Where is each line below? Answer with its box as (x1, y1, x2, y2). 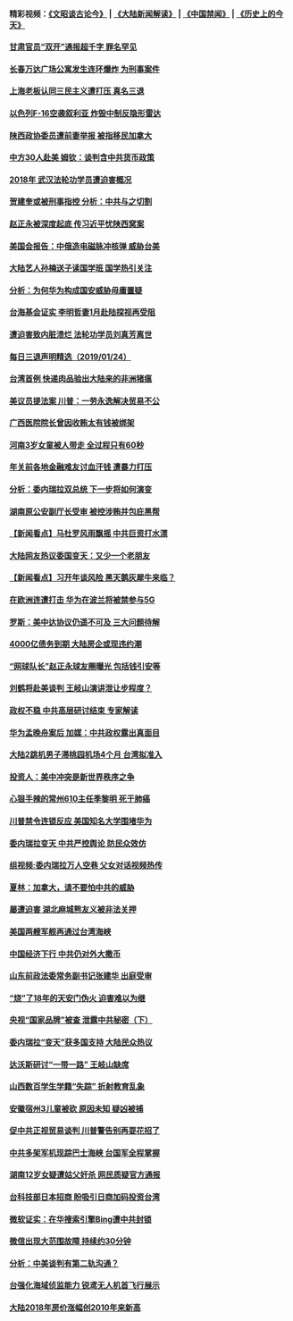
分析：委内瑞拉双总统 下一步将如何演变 (9, 484, 153, 495)
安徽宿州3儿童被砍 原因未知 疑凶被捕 (9, 1103, 144, 1114)
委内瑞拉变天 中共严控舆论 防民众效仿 (9, 837, 146, 848)
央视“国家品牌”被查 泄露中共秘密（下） (9, 1014, 154, 1025)
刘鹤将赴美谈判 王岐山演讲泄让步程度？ (9, 683, 153, 694)
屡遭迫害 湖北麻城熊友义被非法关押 (9, 904, 137, 915)
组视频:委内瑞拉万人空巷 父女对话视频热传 (9, 860, 163, 871)
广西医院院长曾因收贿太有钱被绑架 (9, 417, 135, 428)
